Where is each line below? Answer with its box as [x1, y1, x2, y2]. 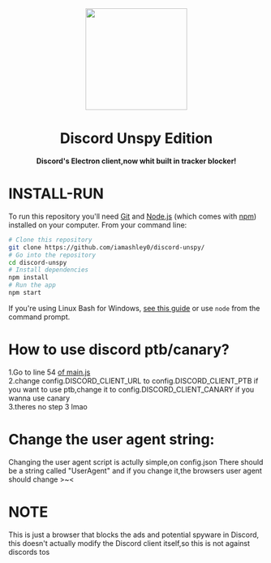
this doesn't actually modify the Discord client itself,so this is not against [8, 538, 250, 548]
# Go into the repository [8, 251, 96, 259]
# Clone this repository [8, 236, 92, 244]
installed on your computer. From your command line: [8, 219, 187, 230]
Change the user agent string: [8, 431, 215, 448]
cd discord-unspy [8, 258, 67, 266]
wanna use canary [8, 393, 71, 403]
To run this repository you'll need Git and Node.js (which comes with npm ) [8, 211, 257, 221]
